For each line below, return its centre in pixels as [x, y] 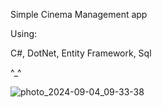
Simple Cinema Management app [79, 14]
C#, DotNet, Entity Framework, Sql [81, 53]
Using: [24, 33]
